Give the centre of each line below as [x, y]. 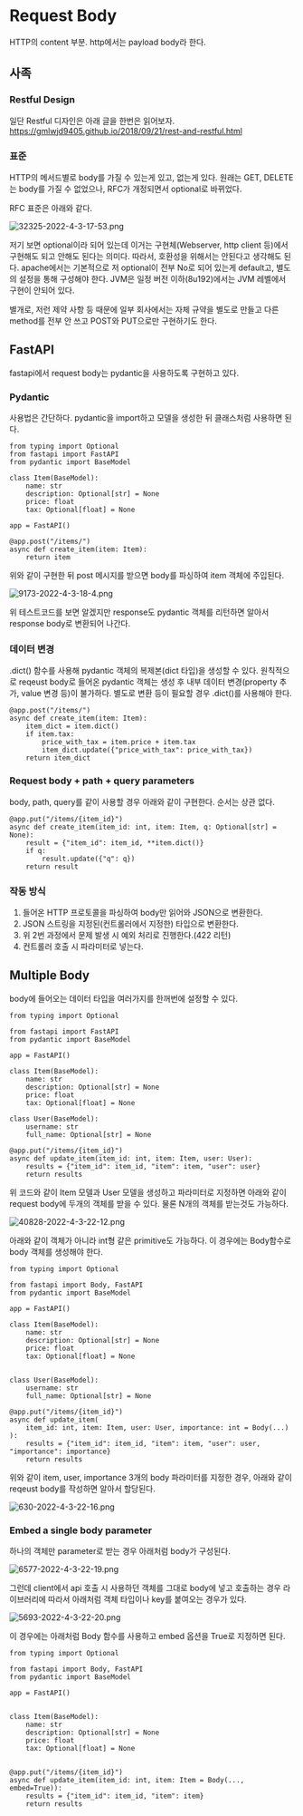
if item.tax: [50, 734]
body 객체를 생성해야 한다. [57, 1251]
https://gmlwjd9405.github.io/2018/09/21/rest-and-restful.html [126, 131]
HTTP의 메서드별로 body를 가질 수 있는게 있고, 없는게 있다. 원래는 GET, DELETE [151, 177]
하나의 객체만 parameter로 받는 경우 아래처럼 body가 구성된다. [120, 1551]
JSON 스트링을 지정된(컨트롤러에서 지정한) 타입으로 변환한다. [131, 923]
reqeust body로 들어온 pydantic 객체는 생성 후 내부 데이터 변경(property [148, 682]
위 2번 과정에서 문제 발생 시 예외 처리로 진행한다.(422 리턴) [127, 935]
